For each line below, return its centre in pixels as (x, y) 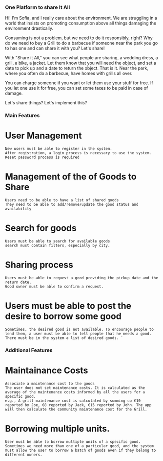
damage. (14, 93)
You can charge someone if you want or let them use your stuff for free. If (79, 83)
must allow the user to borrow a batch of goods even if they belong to (81, 450)
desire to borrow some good (63, 316)
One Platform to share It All (38, 7)
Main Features (22, 116)
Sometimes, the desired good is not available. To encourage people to (79, 329)
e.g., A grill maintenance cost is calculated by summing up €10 (73, 401)
